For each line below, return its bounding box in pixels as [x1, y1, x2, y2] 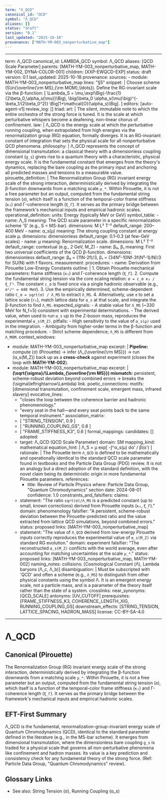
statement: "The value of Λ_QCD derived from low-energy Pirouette [19, 529, 155, 535]
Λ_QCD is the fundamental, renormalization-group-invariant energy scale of [5, 723, 161, 729]
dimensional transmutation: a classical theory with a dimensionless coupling [5, 148, 161, 154]
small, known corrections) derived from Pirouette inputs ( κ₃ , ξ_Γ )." [19, 503, 155, 509]
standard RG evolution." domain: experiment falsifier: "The [19, 539, 139, 545]
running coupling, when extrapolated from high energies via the [5, 127, 136, 133]
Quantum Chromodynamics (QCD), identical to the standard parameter [5, 729, 150, 735]
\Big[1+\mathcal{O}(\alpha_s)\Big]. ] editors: [49, 100, 140, 106]
